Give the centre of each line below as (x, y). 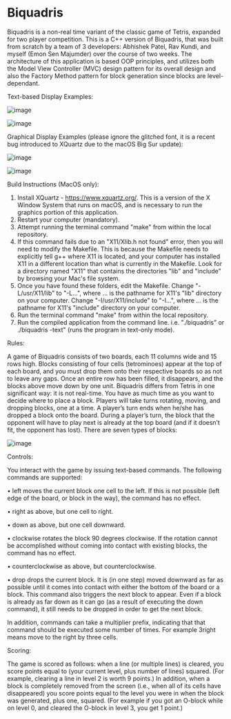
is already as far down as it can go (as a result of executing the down (105, 602)
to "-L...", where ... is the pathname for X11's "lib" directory (139, 293)
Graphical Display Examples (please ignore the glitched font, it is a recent (111, 137)
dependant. (23, 83)
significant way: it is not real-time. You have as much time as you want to (111, 393)
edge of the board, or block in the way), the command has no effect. (104, 498)
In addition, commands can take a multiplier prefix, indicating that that (106, 622)
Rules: (16, 343)
